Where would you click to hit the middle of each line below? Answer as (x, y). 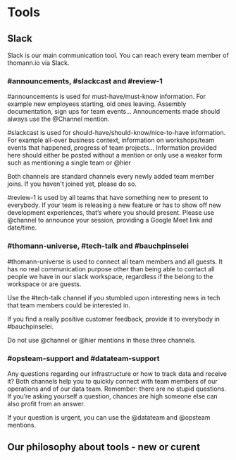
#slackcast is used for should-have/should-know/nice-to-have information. (117, 133)
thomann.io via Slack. (38, 63)
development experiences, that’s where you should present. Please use (111, 213)
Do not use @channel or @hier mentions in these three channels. (101, 340)
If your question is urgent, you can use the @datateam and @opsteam (109, 417)
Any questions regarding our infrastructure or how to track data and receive (117, 373)
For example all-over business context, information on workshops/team (111, 140)
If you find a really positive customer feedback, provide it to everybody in (114, 319)
